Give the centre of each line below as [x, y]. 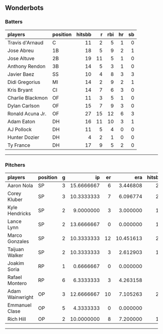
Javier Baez [21, 74]
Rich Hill [17, 319]
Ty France [19, 145]
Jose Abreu [21, 50]
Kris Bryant [20, 90]
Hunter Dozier [24, 137]
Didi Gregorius [24, 82]
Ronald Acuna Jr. [27, 114]
